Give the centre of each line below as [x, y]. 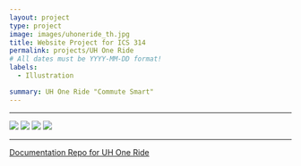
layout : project [39, 17]
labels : [24, 68]
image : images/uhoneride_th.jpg [69, 34]
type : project [36, 26]
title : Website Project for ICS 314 [77, 42]
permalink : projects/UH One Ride [72, 51]
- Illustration [46, 76]
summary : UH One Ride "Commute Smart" [82, 91]
